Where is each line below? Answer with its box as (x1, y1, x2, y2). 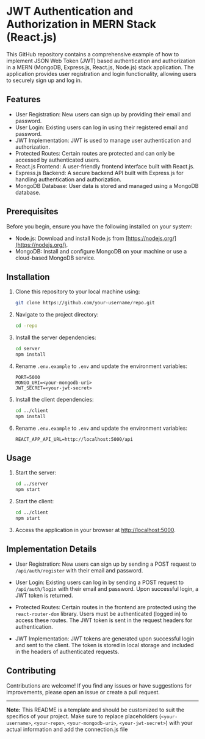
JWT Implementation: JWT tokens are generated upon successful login (15, 635, 195, 642)
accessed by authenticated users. (15, 156, 101, 163)
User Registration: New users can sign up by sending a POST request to (15, 560, 196, 568)
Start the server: (15, 469, 57, 476)
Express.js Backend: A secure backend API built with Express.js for (15, 169, 184, 176)
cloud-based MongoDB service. (15, 254, 96, 261)
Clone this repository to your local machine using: (15, 288, 140, 295)
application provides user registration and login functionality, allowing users (6, 70, 196, 77)
